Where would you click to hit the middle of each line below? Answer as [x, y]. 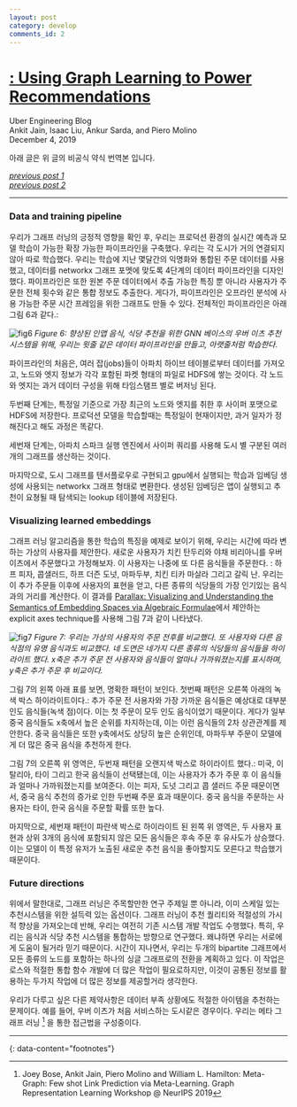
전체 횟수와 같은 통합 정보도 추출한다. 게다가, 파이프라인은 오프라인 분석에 [152, 292]
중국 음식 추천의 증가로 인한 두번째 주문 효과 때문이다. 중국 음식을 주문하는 [148, 796]
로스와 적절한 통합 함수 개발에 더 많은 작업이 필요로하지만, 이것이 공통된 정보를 [144, 970]
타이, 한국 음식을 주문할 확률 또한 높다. [99, 808]
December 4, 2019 [43, 140]
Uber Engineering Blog [50, 121]
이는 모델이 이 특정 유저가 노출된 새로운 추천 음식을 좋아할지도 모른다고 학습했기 [146, 848]
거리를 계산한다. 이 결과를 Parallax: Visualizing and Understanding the [149, 596]
